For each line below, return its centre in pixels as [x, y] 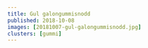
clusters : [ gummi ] [35, 34]
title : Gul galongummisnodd [49, 14]
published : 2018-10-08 [41, 20]
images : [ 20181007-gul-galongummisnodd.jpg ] [74, 27]
